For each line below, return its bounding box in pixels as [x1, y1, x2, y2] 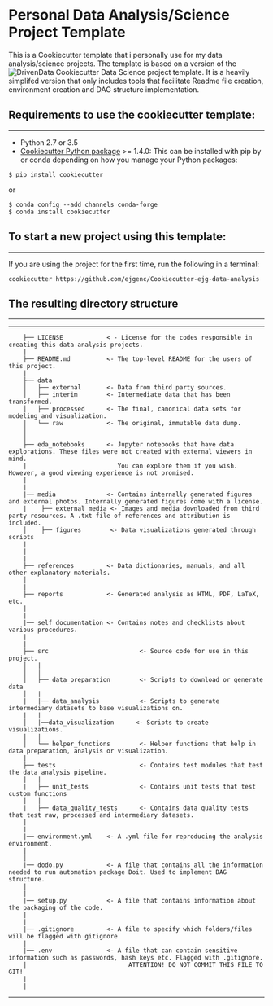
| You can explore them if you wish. [23, 462, 238, 470]
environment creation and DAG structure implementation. [8, 84, 200, 94]
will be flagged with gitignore [8, 933, 118, 941]
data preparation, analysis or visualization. [8, 747, 169, 755]
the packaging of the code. [8, 904, 104, 912]
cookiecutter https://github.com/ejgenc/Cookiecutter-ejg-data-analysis [8, 275, 260, 283]
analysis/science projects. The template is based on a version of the [8, 59, 237, 68]
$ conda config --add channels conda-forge [8, 200, 158, 209]
